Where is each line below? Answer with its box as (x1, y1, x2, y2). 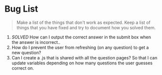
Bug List (4, 3, 38, 15)
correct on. (11, 65, 35, 71)
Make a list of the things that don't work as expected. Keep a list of (16, 19, 151, 25)
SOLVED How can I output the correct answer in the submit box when (11, 34, 151, 40)
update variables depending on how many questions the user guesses (11, 60, 153, 66)
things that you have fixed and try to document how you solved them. (16, 24, 156, 30)
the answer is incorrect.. (11, 39, 60, 45)
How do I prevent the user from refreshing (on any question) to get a (11, 44, 149, 50)
